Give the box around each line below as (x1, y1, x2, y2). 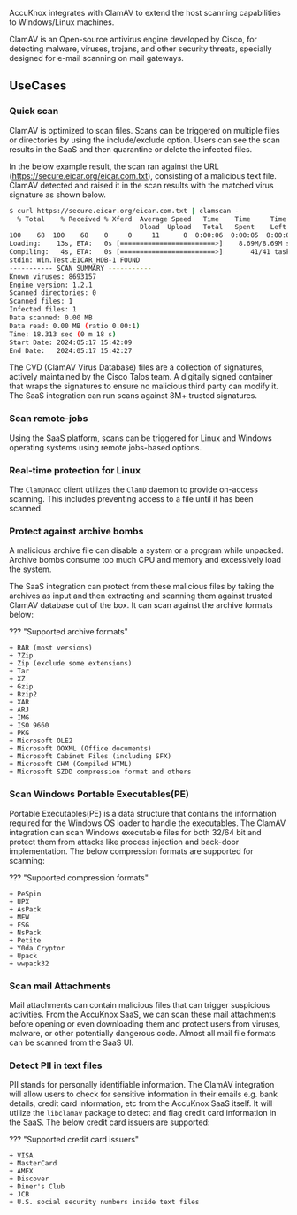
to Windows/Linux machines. (9, 17, 115, 27)
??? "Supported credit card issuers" (9, 1134, 140, 1145)
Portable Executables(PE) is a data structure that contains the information (9, 808, 277, 819)
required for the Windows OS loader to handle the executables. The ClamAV (9, 818, 286, 828)
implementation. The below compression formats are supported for (9, 845, 254, 857)
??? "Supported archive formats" (9, 627, 128, 637)
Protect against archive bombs (9, 525, 144, 537)
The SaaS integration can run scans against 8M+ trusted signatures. (9, 390, 258, 401)
